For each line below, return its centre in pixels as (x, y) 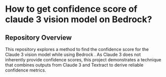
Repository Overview (38, 38)
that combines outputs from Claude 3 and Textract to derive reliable (74, 65)
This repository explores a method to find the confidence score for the (77, 49)
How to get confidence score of (71, 9)
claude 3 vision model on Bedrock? (79, 19)
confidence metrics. (26, 70)
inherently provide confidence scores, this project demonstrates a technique (83, 60)
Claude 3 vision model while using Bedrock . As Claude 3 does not (73, 54)
